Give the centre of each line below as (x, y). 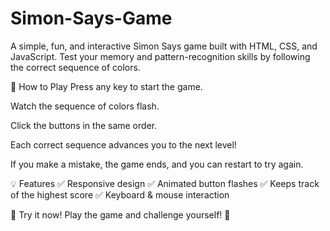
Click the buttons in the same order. (84, 125)
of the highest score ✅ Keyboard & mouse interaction (120, 194)
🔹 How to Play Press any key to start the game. (106, 86)
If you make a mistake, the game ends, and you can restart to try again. (157, 164)
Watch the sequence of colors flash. (85, 106)
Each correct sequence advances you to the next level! (123, 144)
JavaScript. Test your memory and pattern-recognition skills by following (160, 56)
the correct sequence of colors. (75, 67)
